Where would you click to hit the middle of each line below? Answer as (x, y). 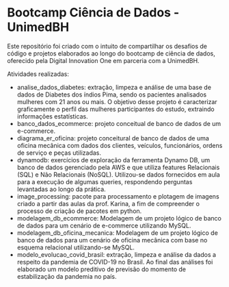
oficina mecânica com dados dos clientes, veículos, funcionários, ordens (120, 145)
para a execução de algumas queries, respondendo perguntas (105, 182)
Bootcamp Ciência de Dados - (93, 13)
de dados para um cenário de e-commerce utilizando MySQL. (104, 225)
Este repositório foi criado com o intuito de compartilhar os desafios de (107, 46)
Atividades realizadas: (38, 74)
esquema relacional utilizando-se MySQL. (76, 247)
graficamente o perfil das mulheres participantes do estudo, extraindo (116, 109)
